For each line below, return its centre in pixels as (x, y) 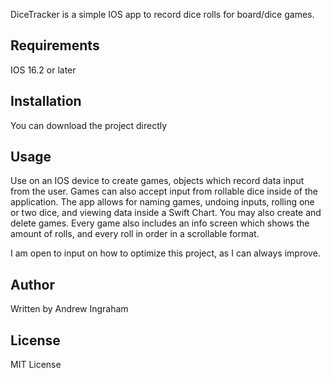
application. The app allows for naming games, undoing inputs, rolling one (162, 202)
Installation (46, 101)
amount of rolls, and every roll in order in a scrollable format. (135, 234)
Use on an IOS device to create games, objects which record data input (157, 181)
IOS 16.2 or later (43, 70)
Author (32, 284)
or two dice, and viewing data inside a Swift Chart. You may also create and (166, 213)
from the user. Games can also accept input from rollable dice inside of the (164, 191)
